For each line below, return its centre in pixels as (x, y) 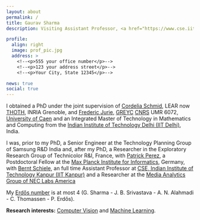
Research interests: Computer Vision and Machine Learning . (81, 210)
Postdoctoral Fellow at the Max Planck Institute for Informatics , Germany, (96, 162)
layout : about (24, 12)
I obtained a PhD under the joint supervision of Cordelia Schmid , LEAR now (98, 106)
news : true (20, 83)
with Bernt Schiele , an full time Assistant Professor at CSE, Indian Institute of (100, 169)
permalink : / (22, 17)
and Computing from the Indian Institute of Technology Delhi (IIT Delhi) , (94, 125)
